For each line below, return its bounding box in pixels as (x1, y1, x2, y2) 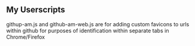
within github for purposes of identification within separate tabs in (6, 27, 169, 34)
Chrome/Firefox (6, 33, 45, 41)
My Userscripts (6, 5, 65, 15)
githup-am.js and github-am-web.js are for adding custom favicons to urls (6, 20, 190, 27)
